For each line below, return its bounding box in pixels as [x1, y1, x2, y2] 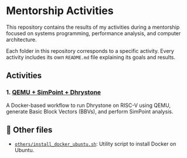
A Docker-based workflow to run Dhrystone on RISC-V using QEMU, [6, 102, 171, 109]
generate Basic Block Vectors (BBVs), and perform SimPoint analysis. [6, 107, 174, 115]
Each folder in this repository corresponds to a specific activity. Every [6, 47, 175, 54]
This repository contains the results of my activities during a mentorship [6, 23, 180, 31]
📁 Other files [6, 125, 53, 135]
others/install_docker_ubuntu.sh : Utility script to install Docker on [14, 140, 176, 147]
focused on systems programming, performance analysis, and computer [6, 29, 181, 36]
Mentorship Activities [6, 4, 114, 18]
